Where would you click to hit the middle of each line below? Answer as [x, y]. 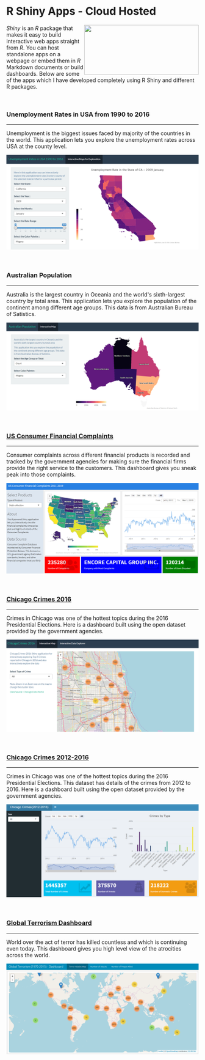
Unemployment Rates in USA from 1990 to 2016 [78, 114]
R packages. [22, 86]
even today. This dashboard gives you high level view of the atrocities [94, 948]
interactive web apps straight [43, 41]
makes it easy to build [34, 34]
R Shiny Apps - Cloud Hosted [81, 11]
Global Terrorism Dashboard [49, 923]
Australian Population [39, 275]
